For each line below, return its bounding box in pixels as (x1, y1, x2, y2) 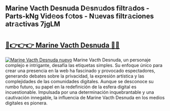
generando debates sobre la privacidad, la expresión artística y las (5, 73, 145, 79)
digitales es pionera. (5, 100, 48, 106)
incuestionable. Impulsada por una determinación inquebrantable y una (5, 89, 154, 95)
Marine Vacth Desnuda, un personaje (73, 57, 151, 63)
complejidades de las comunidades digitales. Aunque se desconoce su (5, 79, 154, 84)
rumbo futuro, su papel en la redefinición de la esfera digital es (5, 84, 137, 90)
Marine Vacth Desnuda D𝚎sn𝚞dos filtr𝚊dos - (5, 4, 150, 13)
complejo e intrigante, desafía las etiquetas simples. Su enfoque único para (5, 62, 163, 68)
